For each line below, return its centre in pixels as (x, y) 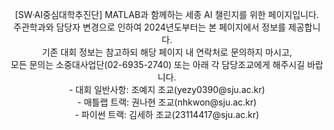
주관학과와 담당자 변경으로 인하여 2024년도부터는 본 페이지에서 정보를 (150, 27)
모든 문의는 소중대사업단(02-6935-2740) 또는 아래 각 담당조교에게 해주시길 (158, 64)
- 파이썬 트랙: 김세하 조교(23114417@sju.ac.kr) (167, 114)
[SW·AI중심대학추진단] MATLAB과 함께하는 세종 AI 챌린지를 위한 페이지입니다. (167, 14)
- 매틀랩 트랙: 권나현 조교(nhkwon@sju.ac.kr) (167, 102)
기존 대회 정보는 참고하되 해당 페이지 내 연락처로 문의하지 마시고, (167, 52)
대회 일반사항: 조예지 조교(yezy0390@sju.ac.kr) (170, 89)
